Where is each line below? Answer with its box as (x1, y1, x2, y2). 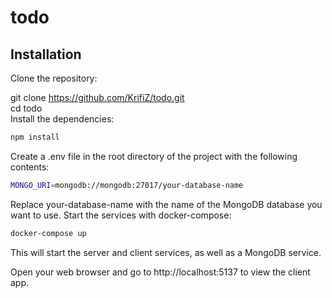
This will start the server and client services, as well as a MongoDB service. (10, 246, 322, 258)
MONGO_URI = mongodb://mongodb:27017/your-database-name (10, 180, 244, 190)
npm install (10, 132, 60, 142)
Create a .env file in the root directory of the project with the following (10, 150, 298, 162)
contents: (10, 161, 50, 173)
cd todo (10, 102, 43, 114)
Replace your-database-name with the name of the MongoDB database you (10, 198, 323, 210)
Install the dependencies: (10, 113, 115, 125)
